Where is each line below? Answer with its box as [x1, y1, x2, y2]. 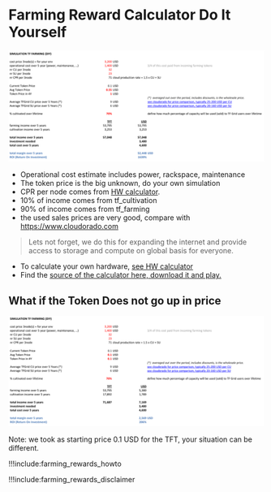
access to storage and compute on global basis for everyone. [28, 246, 234, 256]
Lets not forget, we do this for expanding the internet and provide [28, 237, 247, 247]
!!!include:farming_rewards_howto [8, 459, 122, 468]
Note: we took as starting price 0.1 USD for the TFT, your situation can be [8, 434, 253, 444]
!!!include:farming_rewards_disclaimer [8, 474, 135, 484]
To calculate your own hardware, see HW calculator [19, 261, 193, 271]
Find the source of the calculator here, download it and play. [19, 270, 222, 280]
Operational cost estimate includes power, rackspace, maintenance [19, 170, 246, 179]
